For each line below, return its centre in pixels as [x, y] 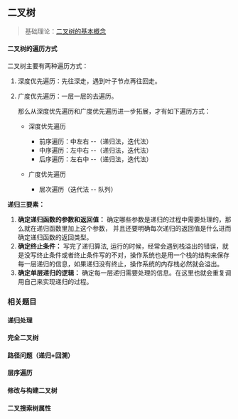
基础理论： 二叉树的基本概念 [65, 31]
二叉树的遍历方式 [32, 49]
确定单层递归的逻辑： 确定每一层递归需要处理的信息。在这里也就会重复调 [124, 273]
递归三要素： [26, 205]
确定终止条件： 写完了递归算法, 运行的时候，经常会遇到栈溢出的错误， [120, 246]
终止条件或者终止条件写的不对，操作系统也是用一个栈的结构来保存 [133, 255]
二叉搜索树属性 [29, 408]
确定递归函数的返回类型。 [55, 237]
